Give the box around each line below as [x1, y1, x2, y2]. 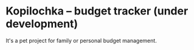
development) [5, 17, 78, 31]
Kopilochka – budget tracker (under [5, 4, 189, 18]
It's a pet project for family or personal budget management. [5, 37, 158, 44]
